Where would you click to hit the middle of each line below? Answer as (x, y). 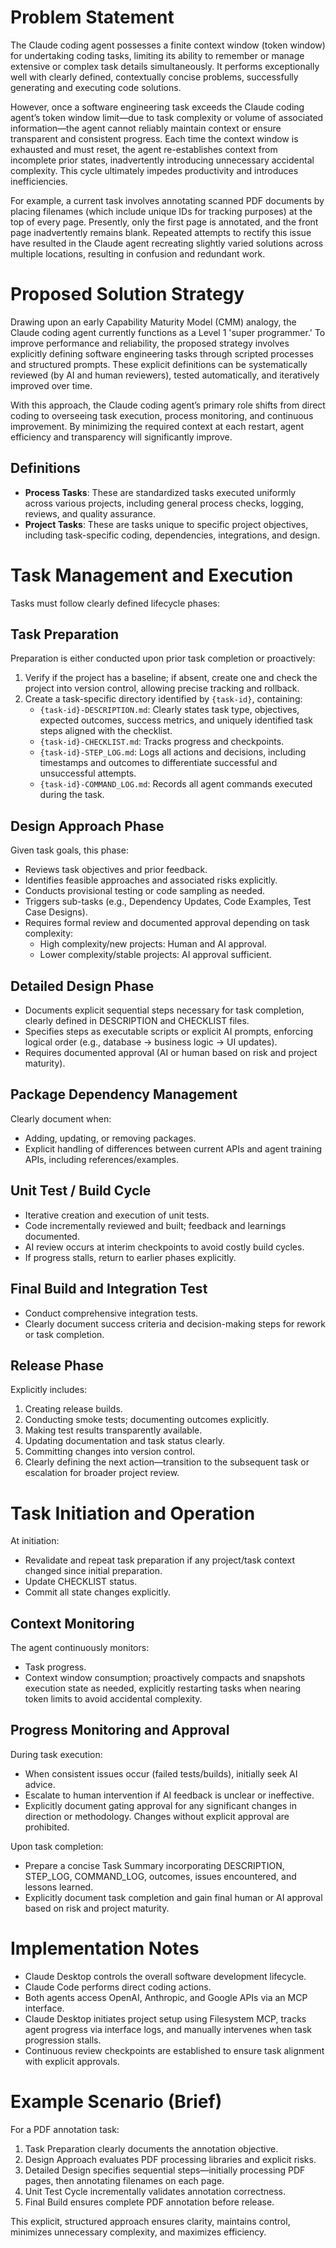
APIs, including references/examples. (101, 1159)
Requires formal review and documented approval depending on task (167, 923)
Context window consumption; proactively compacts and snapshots (165, 1678)
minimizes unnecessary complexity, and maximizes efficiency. (138, 2232)
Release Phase (57, 1365)
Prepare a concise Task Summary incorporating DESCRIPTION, (154, 1865)
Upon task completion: (57, 1846)
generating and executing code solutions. (96, 87)
